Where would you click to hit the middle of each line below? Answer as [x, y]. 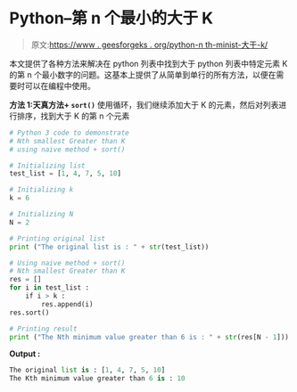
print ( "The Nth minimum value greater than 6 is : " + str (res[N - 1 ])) [149, 337]
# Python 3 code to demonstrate [69, 133]
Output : [25, 354]
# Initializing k [41, 190]
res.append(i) [67, 304]
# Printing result [43, 329]
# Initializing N [41, 215]
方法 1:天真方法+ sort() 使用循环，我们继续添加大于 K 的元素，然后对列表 [144, 104]
